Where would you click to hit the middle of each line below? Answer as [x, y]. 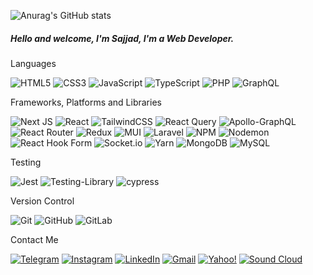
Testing [26, 162]
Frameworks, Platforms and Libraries [86, 102]
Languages [33, 63]
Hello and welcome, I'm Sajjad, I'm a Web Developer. [122, 38]
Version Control [42, 201]
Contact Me [34, 239]
